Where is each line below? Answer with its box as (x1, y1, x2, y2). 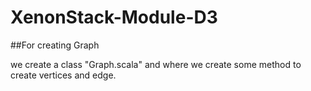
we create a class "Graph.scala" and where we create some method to (10, 58, 302, 70)
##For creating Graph (10, 39, 100, 51)
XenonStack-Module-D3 (10, 6, 218, 29)
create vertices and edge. (10, 69, 117, 81)
